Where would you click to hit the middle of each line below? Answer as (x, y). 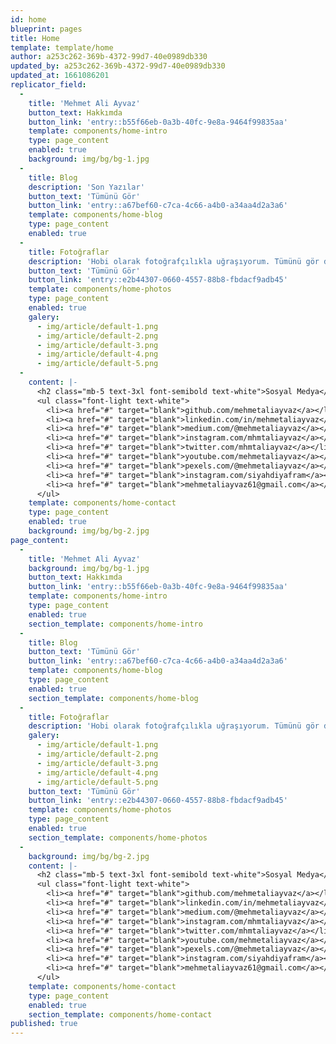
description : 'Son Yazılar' (86, 187)
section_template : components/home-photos (118, 837)
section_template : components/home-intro (115, 624)
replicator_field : (48, 85)
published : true (44, 1024)
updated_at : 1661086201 (60, 76)
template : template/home (62, 47)
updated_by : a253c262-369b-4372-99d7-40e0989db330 (118, 66)
